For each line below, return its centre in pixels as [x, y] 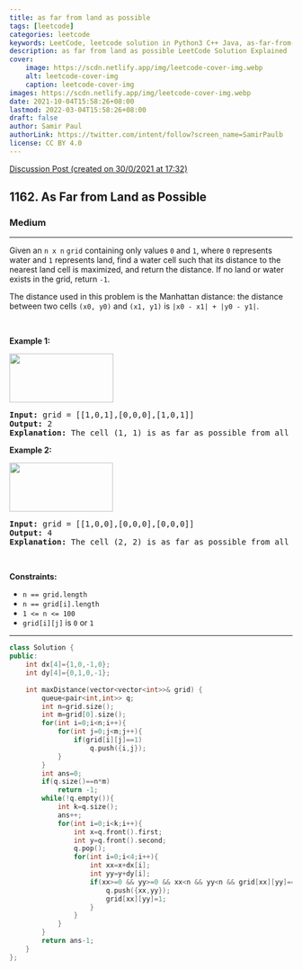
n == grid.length [55, 595]
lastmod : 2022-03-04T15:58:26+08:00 [78, 110]
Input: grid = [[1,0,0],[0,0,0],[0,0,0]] [102, 524]
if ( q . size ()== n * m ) [76, 782]
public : [24, 656]
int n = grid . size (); [78, 706]
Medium [28, 223]
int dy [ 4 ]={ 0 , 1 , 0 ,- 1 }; [68, 673]
